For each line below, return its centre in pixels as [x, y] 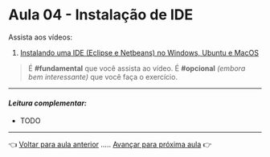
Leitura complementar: [47, 103]
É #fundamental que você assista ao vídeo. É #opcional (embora [137, 68]
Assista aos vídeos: [41, 37]
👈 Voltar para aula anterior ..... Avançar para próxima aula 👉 [110, 145]
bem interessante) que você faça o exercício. [103, 76]
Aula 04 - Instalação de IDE [101, 15]
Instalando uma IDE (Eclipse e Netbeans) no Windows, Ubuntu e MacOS [139, 52]
